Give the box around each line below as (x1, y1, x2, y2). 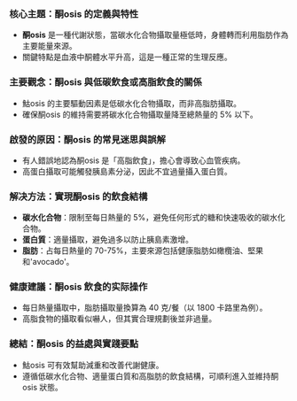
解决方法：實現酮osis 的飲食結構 (9, 190, 148, 203)
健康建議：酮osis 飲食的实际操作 (9, 281, 148, 293)
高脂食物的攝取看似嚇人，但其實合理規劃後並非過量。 (21, 313, 217, 324)
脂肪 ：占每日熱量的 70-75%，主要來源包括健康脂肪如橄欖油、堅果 (21, 245, 264, 256)
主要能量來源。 (21, 41, 77, 51)
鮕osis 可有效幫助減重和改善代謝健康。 (21, 359, 164, 370)
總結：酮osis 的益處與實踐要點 (9, 338, 139, 351)
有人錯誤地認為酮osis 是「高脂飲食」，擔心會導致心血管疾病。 (21, 155, 246, 166)
